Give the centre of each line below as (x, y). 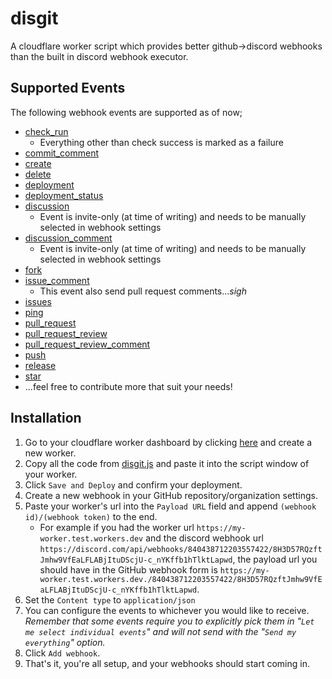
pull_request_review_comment (87, 344)
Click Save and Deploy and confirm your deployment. (133, 484)
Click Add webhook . (62, 653)
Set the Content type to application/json (110, 599)
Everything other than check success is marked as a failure (161, 142)
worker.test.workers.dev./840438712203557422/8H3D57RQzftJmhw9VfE (181, 579)
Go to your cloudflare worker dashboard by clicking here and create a (168, 442)
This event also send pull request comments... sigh (143, 291)
